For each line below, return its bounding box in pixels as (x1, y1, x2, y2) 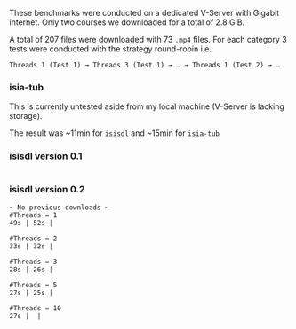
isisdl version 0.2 (9, 183, 85, 195)
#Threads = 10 (9, 303, 62, 313)
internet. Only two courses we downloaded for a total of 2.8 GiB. (9, 17, 245, 27)
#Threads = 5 (9, 280, 58, 289)
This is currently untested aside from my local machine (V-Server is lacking (9, 101, 284, 112)
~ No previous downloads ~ (9, 203, 109, 212)
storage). (9, 111, 43, 121)
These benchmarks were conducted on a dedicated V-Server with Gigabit (9, 8, 280, 18)
